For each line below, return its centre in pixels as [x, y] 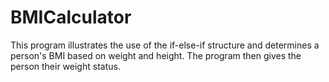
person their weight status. [65, 66]
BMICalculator [71, 17]
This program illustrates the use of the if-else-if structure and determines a [165, 45]
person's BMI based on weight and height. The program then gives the [156, 55]
